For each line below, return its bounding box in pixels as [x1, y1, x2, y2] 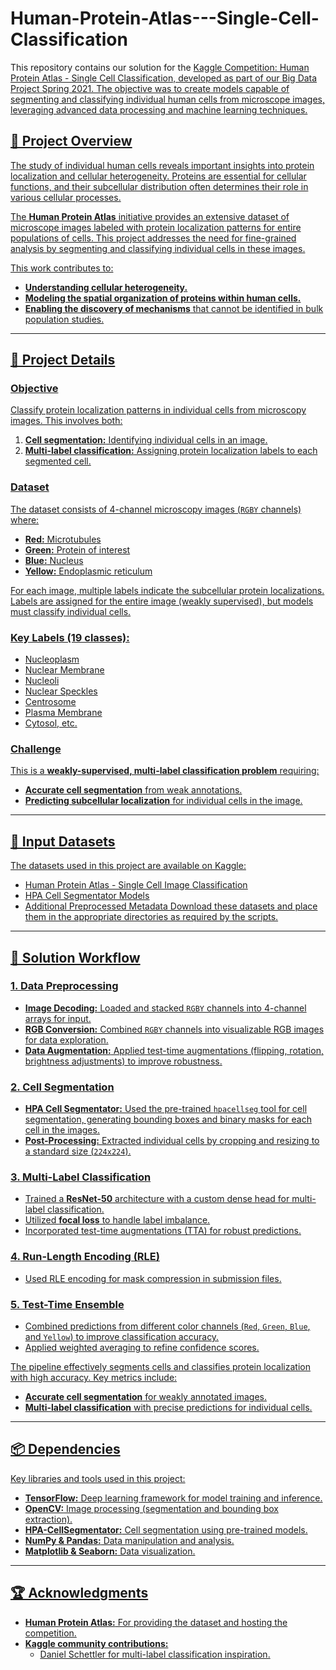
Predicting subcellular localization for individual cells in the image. [24, 795, 303, 807]
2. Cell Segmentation [10, 1080, 115, 1094]
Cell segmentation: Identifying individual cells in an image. [24, 434, 268, 446]
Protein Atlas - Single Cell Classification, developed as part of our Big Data [10, 72, 318, 84]
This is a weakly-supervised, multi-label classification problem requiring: [10, 765, 320, 777]
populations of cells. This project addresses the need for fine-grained [10, 232, 297, 244]
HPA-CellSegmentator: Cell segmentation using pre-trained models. [24, 1523, 308, 1536]
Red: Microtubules [24, 533, 102, 545]
